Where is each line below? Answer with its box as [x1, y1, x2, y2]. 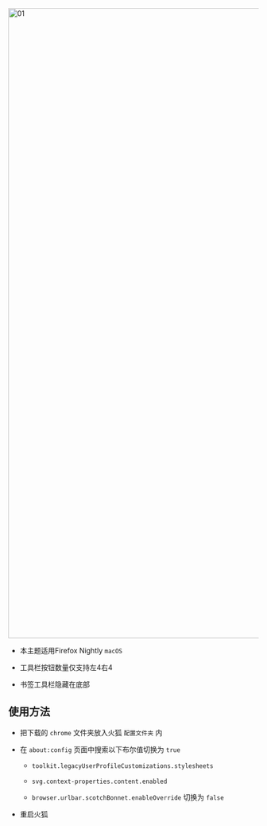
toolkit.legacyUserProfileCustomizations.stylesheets [31, 762, 214, 770]
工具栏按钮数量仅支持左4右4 [19, 663, 113, 672]
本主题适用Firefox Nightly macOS [19, 646, 123, 655]
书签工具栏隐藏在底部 [19, 680, 90, 689]
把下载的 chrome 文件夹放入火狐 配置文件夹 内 [19, 727, 163, 737]
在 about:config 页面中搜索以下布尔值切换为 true [19, 744, 181, 754]
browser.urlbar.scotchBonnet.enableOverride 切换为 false [31, 792, 224, 802]
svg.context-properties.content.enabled [31, 777, 168, 785]
